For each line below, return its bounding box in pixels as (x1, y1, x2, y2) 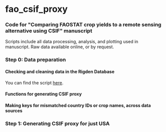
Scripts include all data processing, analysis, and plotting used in (5, 39, 139, 45)
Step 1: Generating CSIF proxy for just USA (5, 120, 110, 127)
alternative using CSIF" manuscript (5, 27, 92, 34)
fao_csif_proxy (5, 3, 68, 15)
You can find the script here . (5, 79, 64, 85)
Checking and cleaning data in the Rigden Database (5, 68, 115, 74)
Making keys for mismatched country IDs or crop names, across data (5, 102, 151, 108)
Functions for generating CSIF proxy (5, 91, 82, 97)
